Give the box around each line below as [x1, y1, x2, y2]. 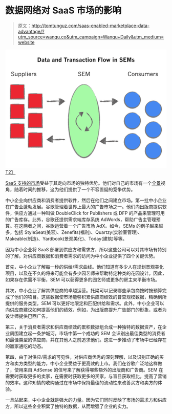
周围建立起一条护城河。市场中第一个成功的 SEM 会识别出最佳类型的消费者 [9, 331, 165, 337]
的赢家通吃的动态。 [5, 343, 46, 350]
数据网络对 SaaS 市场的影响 [5, 5, 122, 16]
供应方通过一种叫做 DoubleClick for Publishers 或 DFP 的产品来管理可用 [14, 210, 165, 216]
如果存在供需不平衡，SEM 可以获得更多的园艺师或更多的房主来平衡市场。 [5, 277, 160, 283]
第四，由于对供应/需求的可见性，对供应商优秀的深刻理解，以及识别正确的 [5, 354, 160, 360]
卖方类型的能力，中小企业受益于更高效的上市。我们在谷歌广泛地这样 [14, 360, 158, 366]
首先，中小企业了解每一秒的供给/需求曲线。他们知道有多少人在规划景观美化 [5, 264, 164, 270]
